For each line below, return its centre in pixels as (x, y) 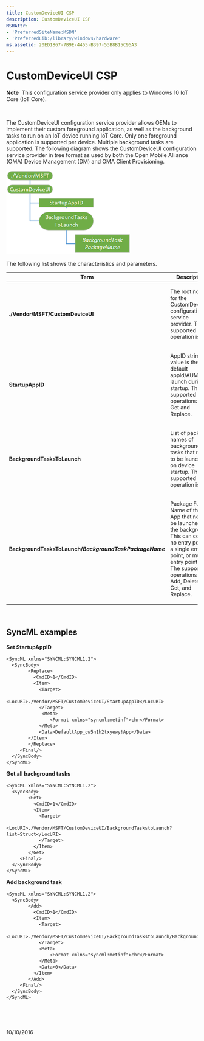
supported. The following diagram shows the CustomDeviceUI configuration (101, 148)
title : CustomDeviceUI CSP (40, 13)
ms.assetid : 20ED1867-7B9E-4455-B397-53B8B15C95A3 (72, 45)
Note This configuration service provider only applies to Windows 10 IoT (97, 92)
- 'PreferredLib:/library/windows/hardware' (63, 39)
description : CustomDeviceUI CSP (49, 19)
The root (181, 291)
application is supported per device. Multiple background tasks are (90, 142)
